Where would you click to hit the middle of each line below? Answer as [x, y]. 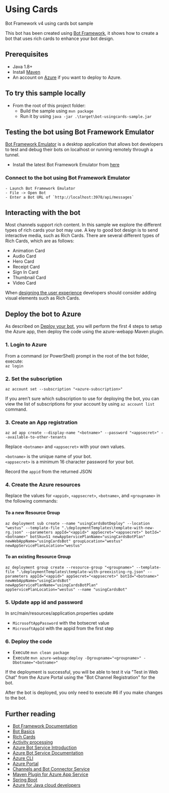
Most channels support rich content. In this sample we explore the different [83, 225]
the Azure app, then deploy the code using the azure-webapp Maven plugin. [84, 332]
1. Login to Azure [26, 345]
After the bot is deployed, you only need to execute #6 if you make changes [84, 693]
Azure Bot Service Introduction [45, 747]
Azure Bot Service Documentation [48, 753]
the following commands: [32, 501]
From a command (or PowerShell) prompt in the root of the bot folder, [77, 356]
